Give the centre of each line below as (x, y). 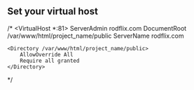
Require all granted (50, 61)
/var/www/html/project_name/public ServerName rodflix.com (96, 36)
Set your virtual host (53, 12)
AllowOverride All (47, 54)
